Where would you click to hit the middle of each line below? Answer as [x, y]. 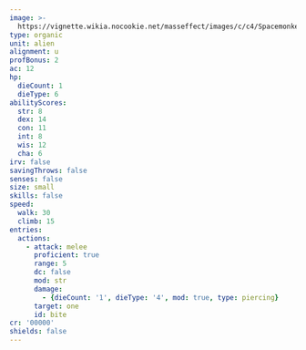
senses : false [36, 179]
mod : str [50, 281]
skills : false [36, 196]
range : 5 [50, 264]
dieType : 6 [38, 94]
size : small [32, 188]
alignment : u [34, 52]
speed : [22, 205]
